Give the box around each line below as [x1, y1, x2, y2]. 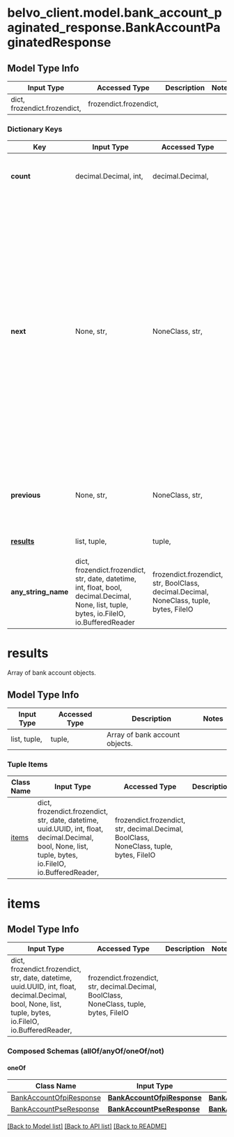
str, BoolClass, [152, 579, 200, 588]
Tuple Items [7, 759, 48, 769]
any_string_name [10, 587, 69, 597]
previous [10, 490, 41, 500]
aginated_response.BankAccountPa [7, 20, 221, 36]
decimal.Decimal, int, [75, 171, 143, 181]
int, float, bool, [75, 583, 122, 593]
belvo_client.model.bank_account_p [7, 5, 222, 21]
